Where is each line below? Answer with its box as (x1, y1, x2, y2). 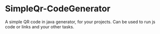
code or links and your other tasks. (5, 24, 74, 29)
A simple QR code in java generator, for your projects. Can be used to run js (5, 19, 156, 25)
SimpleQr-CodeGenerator (5, 3, 111, 14)
